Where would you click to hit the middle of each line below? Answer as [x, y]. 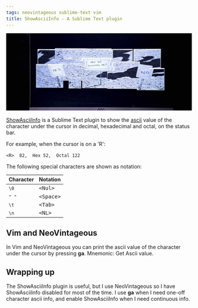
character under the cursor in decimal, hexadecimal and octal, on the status [98, 126]
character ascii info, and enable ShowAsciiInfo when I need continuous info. [98, 299]
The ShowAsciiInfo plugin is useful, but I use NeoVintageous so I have [91, 286]
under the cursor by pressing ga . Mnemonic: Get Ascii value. [80, 254]
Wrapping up [30, 272]
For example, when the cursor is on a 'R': [56, 144]
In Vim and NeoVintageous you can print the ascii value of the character [93, 247]
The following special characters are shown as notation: [74, 166]
